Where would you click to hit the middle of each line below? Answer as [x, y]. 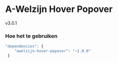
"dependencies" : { [24, 46]
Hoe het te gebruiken [31, 36]
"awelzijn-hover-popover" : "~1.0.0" [53, 51]
